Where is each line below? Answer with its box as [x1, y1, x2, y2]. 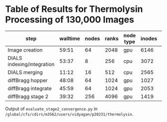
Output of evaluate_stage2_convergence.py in [5, 106, 98, 112]
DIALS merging [7, 68, 43, 75]
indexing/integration [7, 61, 55, 67]
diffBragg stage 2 [7, 93, 49, 100]
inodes [141, 35, 158, 42]
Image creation [7, 46, 43, 53]
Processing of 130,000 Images [5, 14, 134, 25]
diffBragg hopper [7, 77, 48, 84]
